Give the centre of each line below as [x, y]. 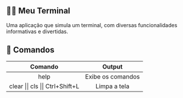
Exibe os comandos [113, 76]
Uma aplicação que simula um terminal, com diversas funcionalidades [92, 25]
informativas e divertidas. [37, 31]
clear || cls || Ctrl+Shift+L [44, 86]
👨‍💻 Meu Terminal [38, 11]
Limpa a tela [112, 86]
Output [112, 67]
